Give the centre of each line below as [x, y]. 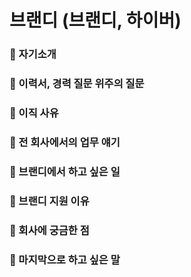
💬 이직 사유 [34, 113]
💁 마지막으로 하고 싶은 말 [65, 259]
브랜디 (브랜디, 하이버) [95, 20]
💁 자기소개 [33, 54]
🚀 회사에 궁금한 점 [49, 230]
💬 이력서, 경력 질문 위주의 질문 [77, 84]
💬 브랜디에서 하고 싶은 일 [65, 171]
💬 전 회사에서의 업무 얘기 [65, 142]
